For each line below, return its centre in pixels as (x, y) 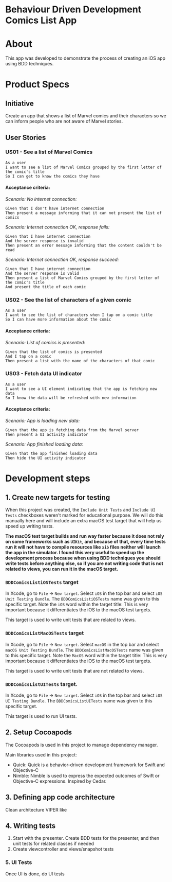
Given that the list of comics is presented (54, 352)
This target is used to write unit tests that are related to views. (71, 620)
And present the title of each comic (46, 287)
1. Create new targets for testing (58, 497)
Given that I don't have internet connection (55, 209)
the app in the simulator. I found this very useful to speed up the (75, 553)
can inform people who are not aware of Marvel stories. (64, 121)
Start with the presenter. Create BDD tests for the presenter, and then (86, 838)
